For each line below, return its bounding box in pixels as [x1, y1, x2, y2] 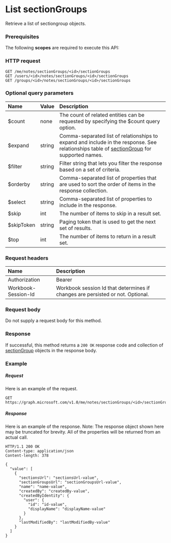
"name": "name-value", [18, 484, 67, 489]
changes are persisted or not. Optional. [55, 291, 149, 298]
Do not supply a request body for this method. [5, 318, 102, 324]
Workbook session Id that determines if [55, 284, 150, 292]
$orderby [8, 181, 31, 188]
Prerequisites [5, 33, 39, 40]
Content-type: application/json [5, 448, 74, 453]
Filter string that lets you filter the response [59, 159, 162, 166]
